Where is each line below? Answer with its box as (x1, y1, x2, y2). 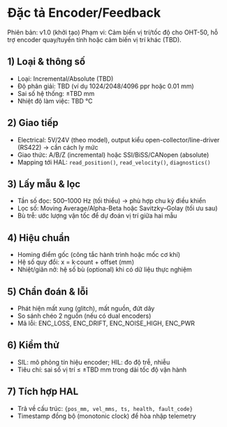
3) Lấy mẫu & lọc (7, 178, 81, 190)
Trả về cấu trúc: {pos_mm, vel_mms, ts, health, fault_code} (17, 404, 193, 412)
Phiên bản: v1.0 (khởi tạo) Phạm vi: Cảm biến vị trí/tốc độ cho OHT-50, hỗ (7, 28, 219, 36)
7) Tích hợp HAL (7, 386, 79, 398)
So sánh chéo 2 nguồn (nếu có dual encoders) (17, 311, 152, 320)
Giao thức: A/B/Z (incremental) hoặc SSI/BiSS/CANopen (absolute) (17, 150, 210, 159)
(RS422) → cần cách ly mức (17, 143, 98, 151)
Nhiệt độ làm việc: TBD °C (17, 97, 93, 105)
